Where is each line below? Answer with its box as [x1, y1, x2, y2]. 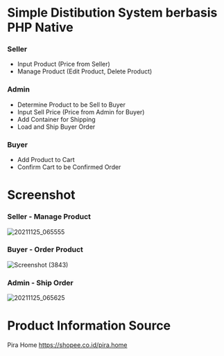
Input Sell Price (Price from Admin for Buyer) [17, 107, 145, 116]
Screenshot [7, 187, 76, 203]
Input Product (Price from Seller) [17, 60, 111, 69]
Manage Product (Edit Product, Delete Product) [17, 67, 153, 75]
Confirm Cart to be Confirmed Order [17, 163, 121, 171]
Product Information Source [7, 318, 171, 334]
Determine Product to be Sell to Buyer [17, 100, 126, 109]
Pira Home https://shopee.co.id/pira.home [7, 341, 128, 349]
